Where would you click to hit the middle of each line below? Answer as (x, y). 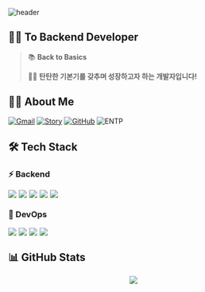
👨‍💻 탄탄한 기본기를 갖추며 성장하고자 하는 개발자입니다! (112, 76)
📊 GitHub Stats (47, 257)
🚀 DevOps (28, 215)
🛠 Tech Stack (43, 147)
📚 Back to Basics (57, 56)
